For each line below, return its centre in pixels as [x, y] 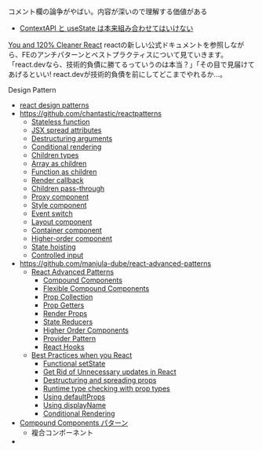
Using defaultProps [74, 397]
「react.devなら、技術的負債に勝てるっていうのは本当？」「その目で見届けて [131, 64]
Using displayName [75, 405]
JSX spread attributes [66, 130]
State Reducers [68, 322]
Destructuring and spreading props [100, 380]
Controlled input [57, 255]
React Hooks [64, 347]
